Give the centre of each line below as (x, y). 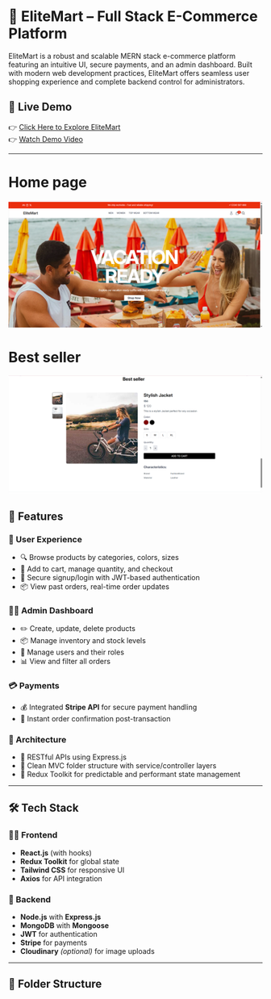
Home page (48, 182)
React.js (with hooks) (56, 853)
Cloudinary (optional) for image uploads (87, 951)
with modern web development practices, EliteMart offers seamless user (129, 73)
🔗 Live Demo (40, 107)
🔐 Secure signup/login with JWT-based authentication (110, 578)
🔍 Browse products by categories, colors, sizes (99, 558)
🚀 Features (36, 516)
